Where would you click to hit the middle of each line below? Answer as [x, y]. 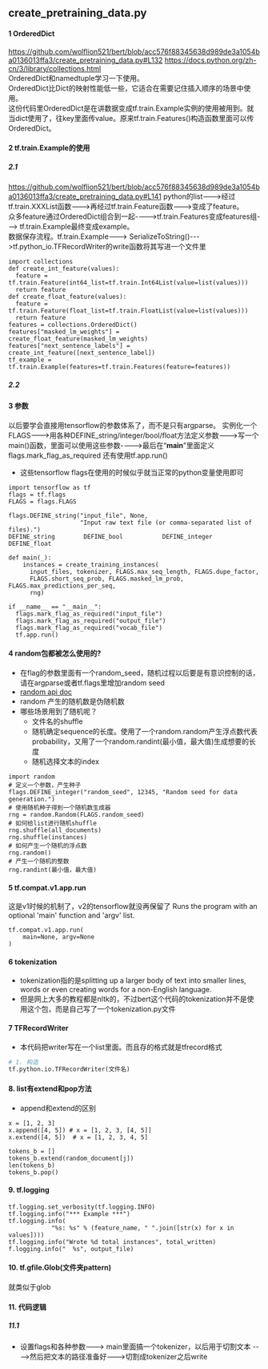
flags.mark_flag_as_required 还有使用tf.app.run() [88, 455]
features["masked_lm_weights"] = [64, 332]
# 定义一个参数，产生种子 [45, 785]
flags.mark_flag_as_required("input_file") [89, 614]
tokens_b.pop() [34, 1172]
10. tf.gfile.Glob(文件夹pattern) [60, 1268]
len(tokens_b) [32, 1165]
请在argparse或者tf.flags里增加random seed [92, 682]
